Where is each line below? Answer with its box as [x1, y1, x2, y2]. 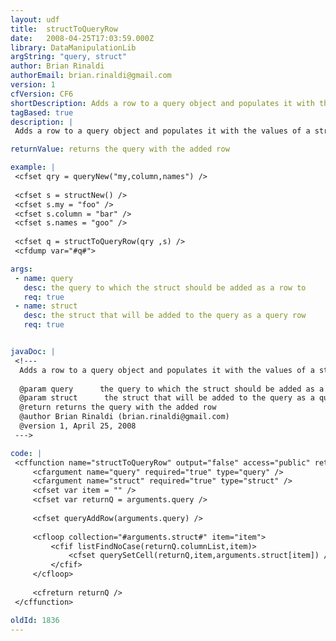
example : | [10, 162, 56, 173]
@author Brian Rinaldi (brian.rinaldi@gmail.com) [19, 412, 230, 422]
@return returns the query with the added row [19, 402, 217, 413]
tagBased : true [10, 107, 74, 118]
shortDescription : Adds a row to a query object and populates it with [10, 98, 315, 108]
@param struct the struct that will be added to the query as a [19, 393, 315, 403]
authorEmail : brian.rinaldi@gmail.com [10, 71, 172, 81]
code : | [10, 448, 43, 458]
